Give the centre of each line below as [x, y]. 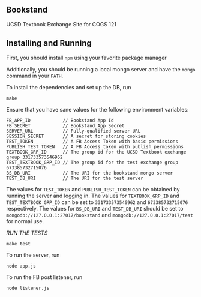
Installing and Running [49, 43]
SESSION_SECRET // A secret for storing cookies [76, 136]
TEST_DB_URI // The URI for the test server [75, 178]
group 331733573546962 [34, 157]
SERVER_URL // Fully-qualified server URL [73, 131]
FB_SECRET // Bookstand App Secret [65, 125]
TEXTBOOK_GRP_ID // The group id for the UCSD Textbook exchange [96, 152]
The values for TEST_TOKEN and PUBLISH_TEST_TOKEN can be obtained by [93, 189]
